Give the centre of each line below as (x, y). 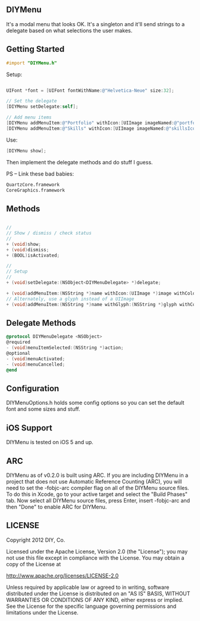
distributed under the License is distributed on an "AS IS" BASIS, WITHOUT (98, 593)
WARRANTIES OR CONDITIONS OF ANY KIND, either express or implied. (95, 600)
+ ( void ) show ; (24, 244)
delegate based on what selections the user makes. (69, 30)
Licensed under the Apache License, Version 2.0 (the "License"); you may (97, 551)
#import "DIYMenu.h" (32, 63)
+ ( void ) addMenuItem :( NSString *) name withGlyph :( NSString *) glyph (92, 304)
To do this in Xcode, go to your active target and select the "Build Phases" (97, 494)
